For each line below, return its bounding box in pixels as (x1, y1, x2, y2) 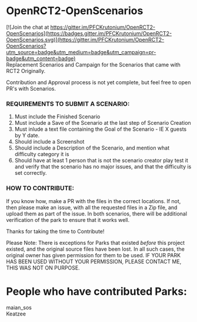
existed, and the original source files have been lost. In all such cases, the (6, 245, 185, 253)
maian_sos (6, 304, 32, 311)
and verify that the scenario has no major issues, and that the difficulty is (14, 163, 192, 170)
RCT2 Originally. (6, 67, 46, 74)
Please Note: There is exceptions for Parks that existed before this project (6, 239, 185, 246)
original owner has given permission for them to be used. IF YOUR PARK (6, 251, 181, 258)
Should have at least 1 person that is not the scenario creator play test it (14, 157, 188, 164)
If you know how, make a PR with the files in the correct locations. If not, (6, 197, 181, 204)
